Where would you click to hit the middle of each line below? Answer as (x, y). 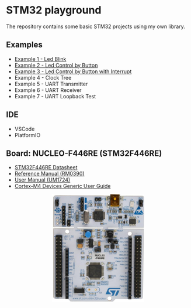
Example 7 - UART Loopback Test (55, 96)
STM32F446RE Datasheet (46, 167)
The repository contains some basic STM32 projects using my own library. (95, 26)
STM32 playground (54, 10)
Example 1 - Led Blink (40, 59)
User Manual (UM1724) (42, 180)
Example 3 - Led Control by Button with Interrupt (73, 71)
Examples (24, 45)
